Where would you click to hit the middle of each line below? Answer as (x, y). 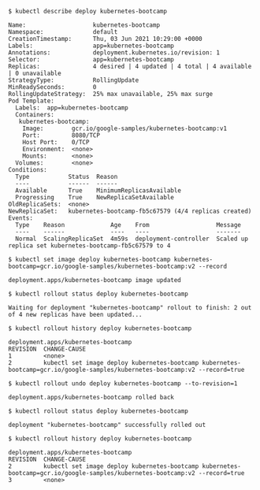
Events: (21, 218)
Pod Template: (32, 101)
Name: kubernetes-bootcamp (84, 25)
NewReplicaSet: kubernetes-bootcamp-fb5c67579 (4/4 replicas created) (130, 211)
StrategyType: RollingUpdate (74, 80)
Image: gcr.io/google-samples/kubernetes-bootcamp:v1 (124, 128)
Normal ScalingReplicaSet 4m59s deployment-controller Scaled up (132, 239)
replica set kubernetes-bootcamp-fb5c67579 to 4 (89, 246)
